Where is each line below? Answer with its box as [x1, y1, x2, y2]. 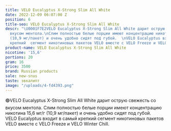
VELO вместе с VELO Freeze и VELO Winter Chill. [5, 120, 109, 127]
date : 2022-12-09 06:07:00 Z [5, 12, 67, 17]
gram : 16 [5, 59, 24, 64]
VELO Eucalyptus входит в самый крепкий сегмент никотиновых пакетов [5, 115, 164, 121]
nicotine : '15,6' [5, 50, 42, 55]
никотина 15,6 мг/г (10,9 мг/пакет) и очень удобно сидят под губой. [5, 110, 152, 116]
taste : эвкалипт [5, 78, 40, 83]
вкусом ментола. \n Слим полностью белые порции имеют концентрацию [10, 31, 154, 36]
